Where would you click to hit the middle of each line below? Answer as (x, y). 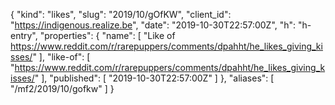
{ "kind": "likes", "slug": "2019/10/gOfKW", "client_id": (121, 14)
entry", (24, 35)
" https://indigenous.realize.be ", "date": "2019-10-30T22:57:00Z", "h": (153, 25)
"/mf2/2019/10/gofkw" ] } (62, 88)
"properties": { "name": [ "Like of (107, 35)
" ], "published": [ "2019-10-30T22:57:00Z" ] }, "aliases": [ (154, 78)
